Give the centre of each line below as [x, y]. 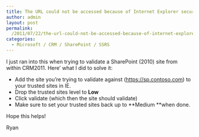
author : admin [24, 17]
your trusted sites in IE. [43, 85]
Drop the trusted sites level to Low [57, 92]
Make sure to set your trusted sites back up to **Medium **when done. [102, 104]
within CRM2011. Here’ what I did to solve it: [59, 68]
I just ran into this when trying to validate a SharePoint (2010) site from [92, 61]
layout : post [22, 23]
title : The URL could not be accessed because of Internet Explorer [92, 12]
